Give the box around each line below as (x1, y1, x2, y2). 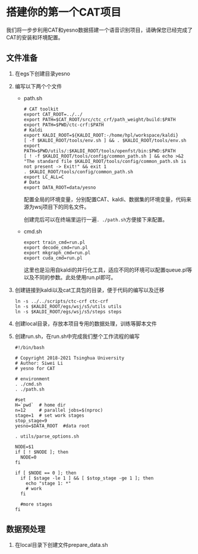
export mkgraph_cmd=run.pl (23, 250, 91, 256)
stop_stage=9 (14, 417, 48, 424)
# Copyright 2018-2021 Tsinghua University (14, 355, 125, 361)
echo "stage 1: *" (26, 480, 71, 487)
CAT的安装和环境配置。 (6, 33, 64, 41)
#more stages (20, 501, 53, 507)
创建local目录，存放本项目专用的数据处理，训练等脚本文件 (14, 320, 157, 327)
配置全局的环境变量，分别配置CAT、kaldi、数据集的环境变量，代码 (23, 195, 186, 203)
